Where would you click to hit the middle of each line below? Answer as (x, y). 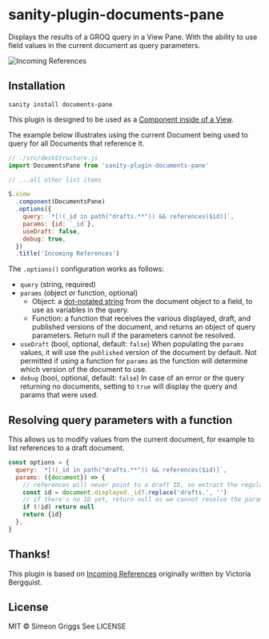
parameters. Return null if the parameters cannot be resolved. (134, 335)
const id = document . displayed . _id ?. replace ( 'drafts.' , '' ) (125, 492)
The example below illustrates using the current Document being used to (128, 134)
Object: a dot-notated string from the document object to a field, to (142, 302)
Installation (37, 86)
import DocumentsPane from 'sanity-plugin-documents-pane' (109, 166)
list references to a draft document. (66, 448)
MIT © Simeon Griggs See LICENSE (67, 626)
